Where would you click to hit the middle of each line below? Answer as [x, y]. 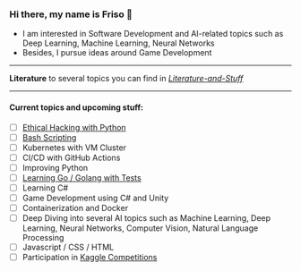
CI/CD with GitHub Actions [71, 157]
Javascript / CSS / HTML [68, 247]
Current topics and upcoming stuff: [77, 107]
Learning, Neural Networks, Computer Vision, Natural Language [140, 228]
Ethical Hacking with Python [74, 127]
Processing [43, 238]
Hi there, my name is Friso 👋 [71, 14]
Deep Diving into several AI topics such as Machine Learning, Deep [146, 218]
